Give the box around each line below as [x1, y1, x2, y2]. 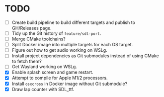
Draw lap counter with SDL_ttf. [11, 86, 75, 92]
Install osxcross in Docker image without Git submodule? [11, 81, 128, 87]
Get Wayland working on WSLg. [11, 64, 78, 70]
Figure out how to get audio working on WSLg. [11, 47, 107, 53]
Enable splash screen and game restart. [11, 69, 93, 75]
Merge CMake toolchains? [11, 36, 66, 42]
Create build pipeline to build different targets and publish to [11, 19, 135, 25]
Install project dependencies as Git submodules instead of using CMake [11, 53, 160, 59]
